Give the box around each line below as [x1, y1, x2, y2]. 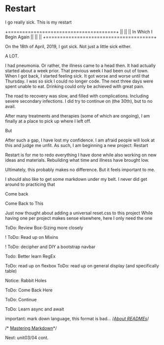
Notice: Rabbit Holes [5, 277, 47, 283]
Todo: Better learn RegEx [5, 253, 55, 259]
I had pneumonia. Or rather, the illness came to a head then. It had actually [5, 62, 156, 68]
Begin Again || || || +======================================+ [5, 34, 157, 40]
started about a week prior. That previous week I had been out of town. [5, 67, 149, 74]
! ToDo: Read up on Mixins [5, 234, 58, 240]
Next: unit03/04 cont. [5, 335, 49, 341]
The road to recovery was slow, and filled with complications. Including [5, 93, 149, 99]
